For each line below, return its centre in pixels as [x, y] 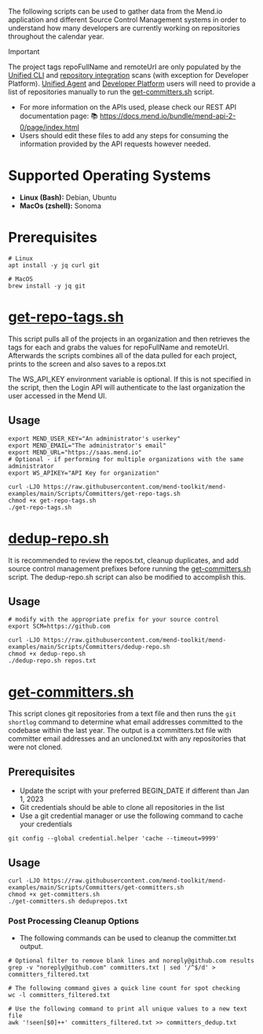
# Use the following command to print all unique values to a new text [128, 1009]
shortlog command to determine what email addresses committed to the [126, 722]
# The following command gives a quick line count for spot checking [124, 988]
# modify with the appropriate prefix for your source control [114, 620]
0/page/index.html [49, 127]
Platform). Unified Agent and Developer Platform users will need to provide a [132, 83]
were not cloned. [35, 747]
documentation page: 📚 [58, 116]
